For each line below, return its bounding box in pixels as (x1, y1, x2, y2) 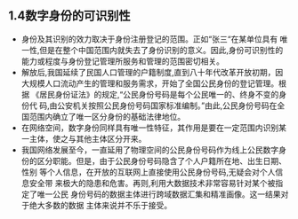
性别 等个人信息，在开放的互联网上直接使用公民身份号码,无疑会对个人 (20, 167, 276, 177)
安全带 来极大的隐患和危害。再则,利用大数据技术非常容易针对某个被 (28, 177, 276, 188)
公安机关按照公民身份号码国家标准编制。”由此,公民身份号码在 (56, 100, 278, 111)
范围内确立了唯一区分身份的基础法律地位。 (28, 111, 186, 121)
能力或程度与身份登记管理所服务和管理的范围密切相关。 (20, 56, 224, 66)
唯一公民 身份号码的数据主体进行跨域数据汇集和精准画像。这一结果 (36, 189, 281, 199)
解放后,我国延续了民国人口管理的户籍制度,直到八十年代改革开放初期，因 (20, 66, 284, 77)
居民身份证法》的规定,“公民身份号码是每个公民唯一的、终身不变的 (38, 89, 279, 99)
